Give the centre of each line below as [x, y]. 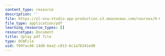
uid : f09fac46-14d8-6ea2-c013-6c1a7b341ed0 [50, 46]
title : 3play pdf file [28, 37]
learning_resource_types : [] [35, 28]
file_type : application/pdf [34, 23]
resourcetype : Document [29, 32]
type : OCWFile [20, 41]
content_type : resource [29, 9]
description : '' [22, 14]
